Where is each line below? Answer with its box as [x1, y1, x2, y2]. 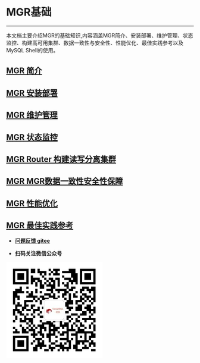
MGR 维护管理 [6, 110, 58, 120]
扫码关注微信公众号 [14, 250, 62, 257]
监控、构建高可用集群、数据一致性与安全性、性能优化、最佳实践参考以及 [6, 39, 183, 46]
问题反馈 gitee [14, 237, 51, 245]
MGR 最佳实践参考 [6, 221, 74, 231]
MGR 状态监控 [6, 132, 58, 142]
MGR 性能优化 [6, 198, 58, 208]
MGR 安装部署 [6, 87, 58, 98]
